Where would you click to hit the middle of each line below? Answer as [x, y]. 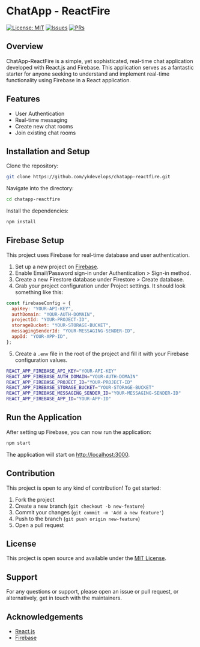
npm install [21, 222]
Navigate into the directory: [40, 188]
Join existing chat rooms [45, 133]
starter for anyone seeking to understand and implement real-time [88, 74]
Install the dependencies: [38, 211]
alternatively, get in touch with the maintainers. [64, 598]
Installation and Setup [48, 151]
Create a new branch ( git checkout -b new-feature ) [80, 506]
